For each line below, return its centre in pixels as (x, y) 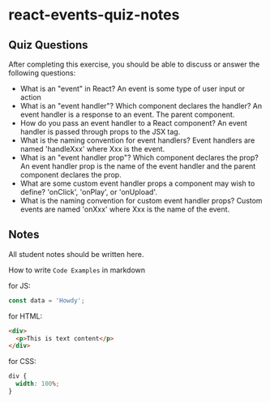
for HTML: (26, 316)
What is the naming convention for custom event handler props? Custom (141, 201)
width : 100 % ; (38, 384)
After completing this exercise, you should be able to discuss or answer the (134, 64)
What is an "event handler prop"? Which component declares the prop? (139, 157)
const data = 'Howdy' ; (47, 300)
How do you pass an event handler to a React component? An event (133, 123)
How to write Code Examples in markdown (77, 270)
